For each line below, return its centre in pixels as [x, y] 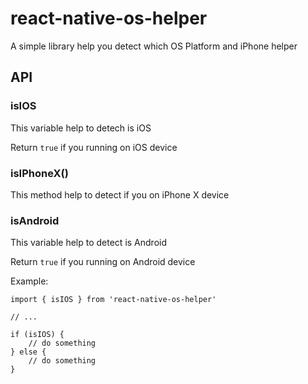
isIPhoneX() [39, 173]
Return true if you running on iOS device [94, 147]
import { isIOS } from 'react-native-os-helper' [113, 300]
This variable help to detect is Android [89, 243]
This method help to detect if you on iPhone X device [120, 194]
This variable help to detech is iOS [81, 128]
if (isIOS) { [37, 335]
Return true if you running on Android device [103, 262]
